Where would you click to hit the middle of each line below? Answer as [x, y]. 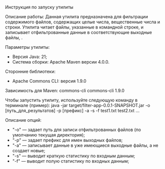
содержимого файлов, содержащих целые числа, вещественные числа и [83, 22]
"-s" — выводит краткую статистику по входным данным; [74, 156]
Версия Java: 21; [30, 57]
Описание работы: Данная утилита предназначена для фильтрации [77, 17]
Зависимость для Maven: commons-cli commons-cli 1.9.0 [65, 90]
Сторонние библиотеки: [30, 71]
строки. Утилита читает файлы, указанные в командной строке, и [74, 27]
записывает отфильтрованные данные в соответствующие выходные [79, 32]
